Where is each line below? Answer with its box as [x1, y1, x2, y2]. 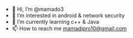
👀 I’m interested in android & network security [11, 12, 125, 19]
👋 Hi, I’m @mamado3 [11, 6, 64, 12]
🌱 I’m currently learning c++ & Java [11, 18, 99, 25]
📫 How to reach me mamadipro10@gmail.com [11, 25, 127, 32]
